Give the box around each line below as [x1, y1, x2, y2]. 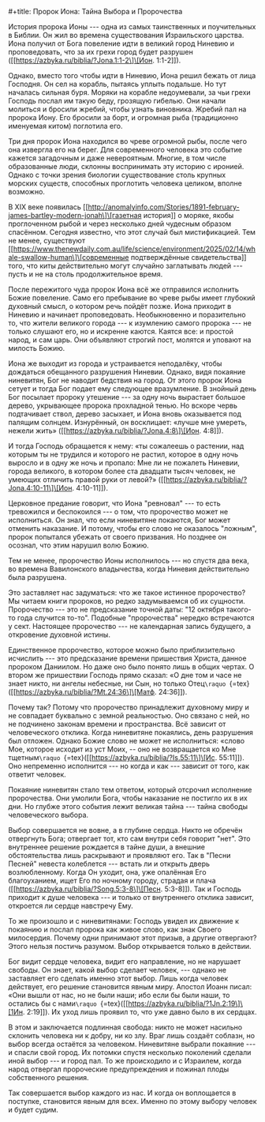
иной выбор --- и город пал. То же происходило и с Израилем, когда [8, 1056, 242, 1065]
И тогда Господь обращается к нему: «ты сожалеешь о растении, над [8, 442, 244, 450]
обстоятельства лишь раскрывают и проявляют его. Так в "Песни [8, 851, 231, 860]
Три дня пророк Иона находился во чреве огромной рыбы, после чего [8, 137, 247, 145]
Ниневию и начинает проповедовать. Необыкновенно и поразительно [8, 310, 246, 319]
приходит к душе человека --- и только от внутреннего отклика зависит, [8, 893, 254, 902]
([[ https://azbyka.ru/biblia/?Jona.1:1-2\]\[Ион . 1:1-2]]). [8, 55, 181, 65]
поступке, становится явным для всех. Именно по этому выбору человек [8, 1097, 257, 1105]
